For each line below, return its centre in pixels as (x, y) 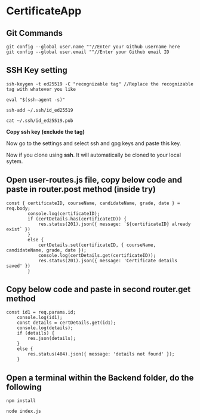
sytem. (15, 161)
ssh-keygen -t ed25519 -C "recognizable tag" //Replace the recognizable (100, 84)
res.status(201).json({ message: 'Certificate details (108, 260)
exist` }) (19, 229)
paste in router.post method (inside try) (81, 189)
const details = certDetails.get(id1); (67, 323)
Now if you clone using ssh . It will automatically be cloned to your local (93, 155)
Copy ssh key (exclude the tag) (45, 131)
